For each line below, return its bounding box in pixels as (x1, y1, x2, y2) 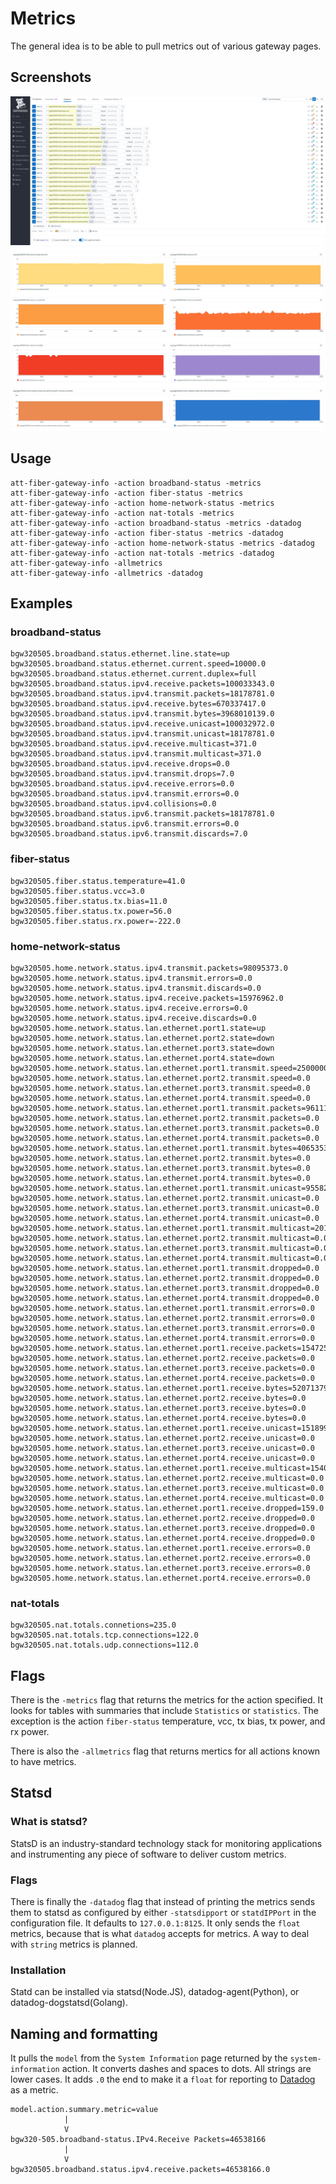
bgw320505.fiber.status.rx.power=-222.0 (10, 916, 182, 926)
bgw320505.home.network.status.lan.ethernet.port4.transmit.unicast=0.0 (10, 1213, 320, 1223)
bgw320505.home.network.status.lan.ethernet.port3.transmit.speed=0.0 (10, 1083, 311, 1093)
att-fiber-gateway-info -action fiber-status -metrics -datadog (10, 528, 284, 538)
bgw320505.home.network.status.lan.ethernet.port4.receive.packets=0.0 (10, 1373, 315, 1383)
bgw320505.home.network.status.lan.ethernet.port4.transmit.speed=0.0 (10, 1093, 311, 1103)
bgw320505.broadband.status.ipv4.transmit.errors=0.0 (10, 789, 240, 799)
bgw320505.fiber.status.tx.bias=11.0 (10, 896, 168, 906)
